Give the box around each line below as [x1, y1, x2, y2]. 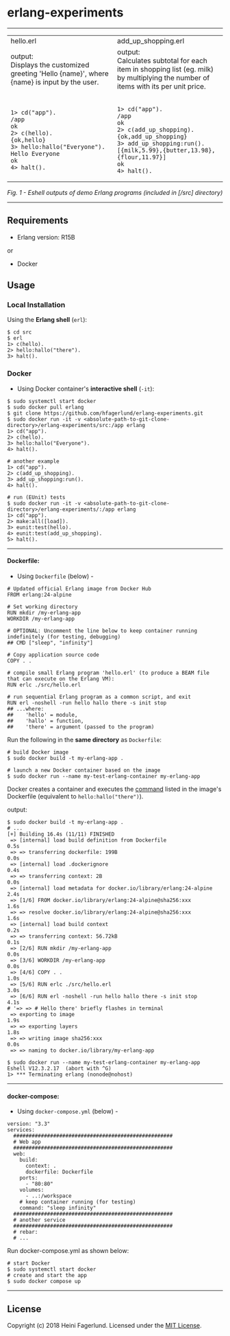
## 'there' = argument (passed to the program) [7, 723, 155, 730]
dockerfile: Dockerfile [25, 1168, 94, 1175]
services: [7, 1127, 36, 1133]
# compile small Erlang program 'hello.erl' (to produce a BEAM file [7, 669, 210, 676]
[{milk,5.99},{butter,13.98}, [117, 146, 216, 154]
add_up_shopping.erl [117, 36, 185, 45]
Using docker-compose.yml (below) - [16, 1107, 118, 1116]
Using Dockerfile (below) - [16, 572, 94, 580]
